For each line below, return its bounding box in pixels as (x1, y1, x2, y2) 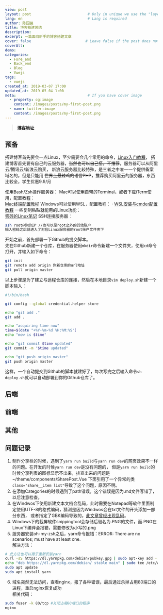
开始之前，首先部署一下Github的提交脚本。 (5, 236, 91, 243)
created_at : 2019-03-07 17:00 (5, 83, 66, 89)
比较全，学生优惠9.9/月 (5, 178, 51, 184)
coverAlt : (5, 43, 25, 48)
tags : (5, 75, 16, 80)
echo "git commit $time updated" (5, 341, 73, 346)
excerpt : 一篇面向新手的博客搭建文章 (5, 34, 72, 39)
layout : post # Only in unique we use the (5, 12, 147, 17)
